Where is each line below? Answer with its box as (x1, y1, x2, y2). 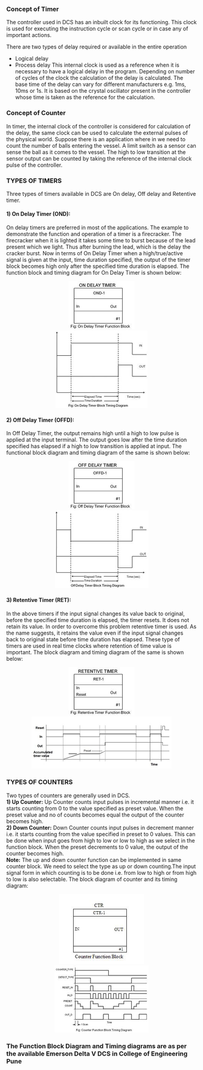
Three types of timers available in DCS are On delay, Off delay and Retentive (6, 190, 196, 197)
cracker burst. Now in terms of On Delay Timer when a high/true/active (6, 250, 183, 257)
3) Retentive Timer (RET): (6, 596, 71, 603)
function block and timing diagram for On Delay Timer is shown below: (6, 269, 182, 276)
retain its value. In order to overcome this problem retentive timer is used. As (6, 623, 197, 630)
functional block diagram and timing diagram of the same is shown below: (6, 449, 190, 456)
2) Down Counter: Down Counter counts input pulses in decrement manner (6, 824, 195, 831)
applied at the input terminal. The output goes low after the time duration (6, 436, 187, 444)
